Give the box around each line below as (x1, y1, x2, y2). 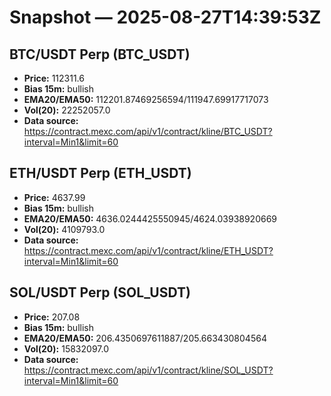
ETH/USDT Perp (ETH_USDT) (9, 165, 192, 182)
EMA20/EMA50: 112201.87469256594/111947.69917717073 (23, 94, 269, 105)
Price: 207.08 (23, 311, 81, 323)
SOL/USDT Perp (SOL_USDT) (9, 284, 191, 301)
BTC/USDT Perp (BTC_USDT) (9, 46, 191, 63)
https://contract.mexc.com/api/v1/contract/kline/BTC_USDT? (23, 126, 273, 137)
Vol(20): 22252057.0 (23, 104, 111, 116)
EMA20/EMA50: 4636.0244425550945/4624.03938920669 (23, 212, 278, 225)
